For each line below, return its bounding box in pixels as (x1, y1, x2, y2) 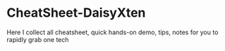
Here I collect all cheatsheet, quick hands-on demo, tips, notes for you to (6, 28, 219, 36)
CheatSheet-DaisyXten (6, 5, 146, 21)
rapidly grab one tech (6, 35, 69, 43)
